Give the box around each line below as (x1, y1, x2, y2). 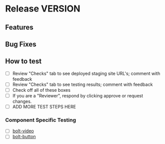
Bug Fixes (5, 40, 36, 48)
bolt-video (12, 128, 34, 134)
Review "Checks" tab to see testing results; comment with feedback (12, 81, 153, 87)
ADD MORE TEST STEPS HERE (12, 104, 76, 110)
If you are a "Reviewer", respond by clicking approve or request (12, 92, 143, 98)
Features (5, 23, 33, 32)
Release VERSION (5, 3, 80, 15)
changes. (12, 98, 32, 104)
